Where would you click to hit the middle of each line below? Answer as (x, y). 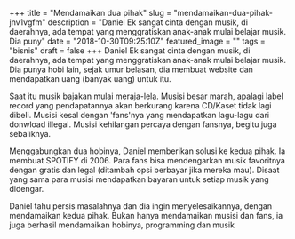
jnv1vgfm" (28, 22)
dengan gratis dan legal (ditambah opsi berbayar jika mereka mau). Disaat (144, 170)
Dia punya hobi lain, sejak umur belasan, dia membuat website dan (131, 69)
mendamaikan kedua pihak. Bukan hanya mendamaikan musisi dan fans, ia (146, 215)
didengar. (27, 189)
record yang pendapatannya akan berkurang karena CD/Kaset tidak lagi (141, 105)
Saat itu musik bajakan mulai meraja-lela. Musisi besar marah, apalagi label (147, 96)
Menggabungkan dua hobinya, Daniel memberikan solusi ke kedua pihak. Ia (147, 151)
